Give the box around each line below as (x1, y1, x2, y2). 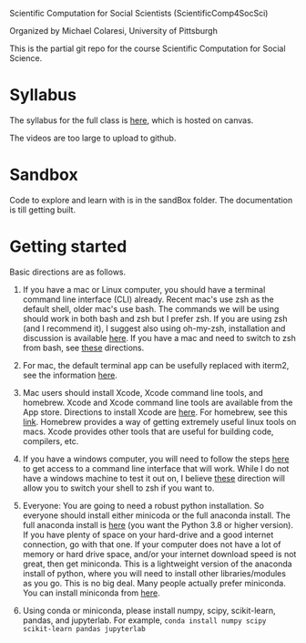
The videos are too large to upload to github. (9, 132, 177, 143)
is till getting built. (9, 204, 76, 215)
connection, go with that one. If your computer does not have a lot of (22, 538, 281, 550)
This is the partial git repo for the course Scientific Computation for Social (9, 43, 286, 54)
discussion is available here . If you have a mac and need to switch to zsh (22, 332, 296, 343)
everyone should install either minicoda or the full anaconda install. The (22, 510, 291, 521)
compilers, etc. (22, 435, 79, 446)
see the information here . (22, 369, 118, 380)
